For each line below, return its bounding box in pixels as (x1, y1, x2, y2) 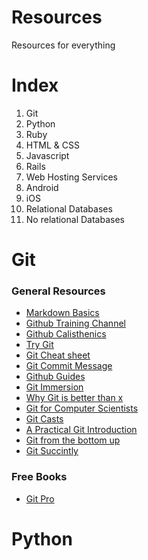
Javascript (25, 149, 70, 161)
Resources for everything (11, 39, 116, 51)
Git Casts (25, 413, 64, 425)
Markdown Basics (25, 307, 100, 319)
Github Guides (25, 371, 86, 383)
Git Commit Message (25, 360, 113, 372)
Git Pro (25, 492, 55, 505)
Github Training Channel (25, 317, 126, 330)
